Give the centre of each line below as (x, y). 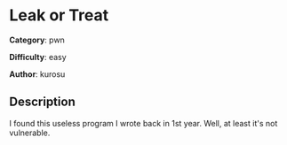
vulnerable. (30, 133)
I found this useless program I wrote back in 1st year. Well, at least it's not (143, 123)
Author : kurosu (37, 74)
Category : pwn (37, 40)
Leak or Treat (59, 15)
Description (42, 102)
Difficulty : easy (38, 57)
